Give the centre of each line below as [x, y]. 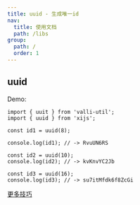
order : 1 [26, 54]
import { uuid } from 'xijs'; [52, 118]
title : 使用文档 [36, 27]
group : [17, 40]
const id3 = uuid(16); [40, 174]
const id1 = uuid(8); [39, 130]
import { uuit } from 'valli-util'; [61, 112]
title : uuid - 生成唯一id [43, 14]
